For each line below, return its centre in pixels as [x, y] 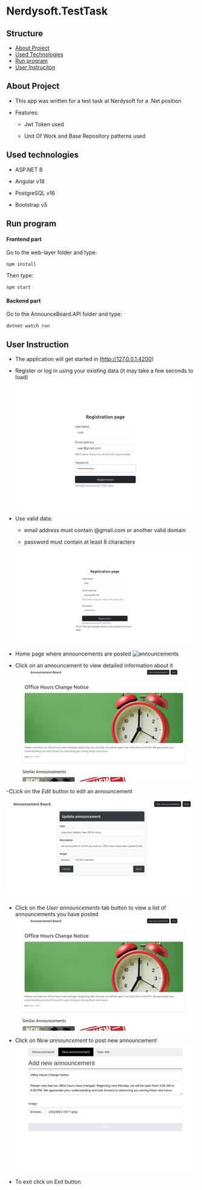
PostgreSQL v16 [35, 193]
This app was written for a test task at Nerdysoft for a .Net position [98, 100]
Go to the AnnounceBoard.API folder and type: [64, 314]
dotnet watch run [28, 326]
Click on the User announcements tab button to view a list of [90, 908]
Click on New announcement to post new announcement [86, 1040]
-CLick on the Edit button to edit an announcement [69, 792]
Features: [27, 112]
